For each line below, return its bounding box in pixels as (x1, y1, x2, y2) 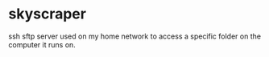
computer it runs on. (8, 39, 77, 49)
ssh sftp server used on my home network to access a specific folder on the (8, 31, 262, 41)
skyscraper (8, 5, 87, 23)
